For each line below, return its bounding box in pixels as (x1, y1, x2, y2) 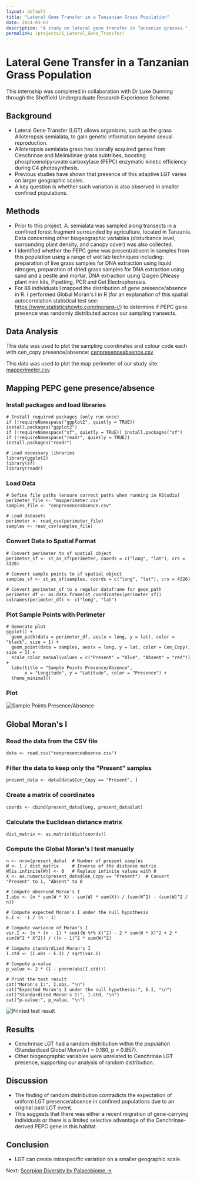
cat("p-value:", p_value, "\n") (6, 997, 85, 1003)
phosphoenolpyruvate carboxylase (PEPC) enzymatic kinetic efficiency (14, 158, 187, 165)
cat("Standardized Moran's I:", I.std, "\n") (6, 992, 119, 998)
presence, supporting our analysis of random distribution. (14, 1059, 155, 1066)
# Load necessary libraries (6, 450, 75, 456)
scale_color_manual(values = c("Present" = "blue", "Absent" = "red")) (11, 654, 191, 661)
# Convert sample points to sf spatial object (6, 571, 122, 577)
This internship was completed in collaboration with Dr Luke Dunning (6, 88, 173, 95)
